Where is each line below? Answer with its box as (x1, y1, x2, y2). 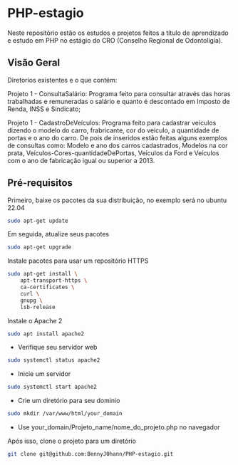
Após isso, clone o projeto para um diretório (7, 437, 137, 446)
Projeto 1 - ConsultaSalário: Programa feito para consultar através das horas (7, 89, 231, 98)
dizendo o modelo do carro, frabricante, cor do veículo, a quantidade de (7, 126, 219, 135)
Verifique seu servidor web (17, 343, 98, 352)
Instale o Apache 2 (7, 316, 63, 325)
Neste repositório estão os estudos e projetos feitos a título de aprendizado (7, 28, 229, 37)
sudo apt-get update (7, 217, 69, 224)
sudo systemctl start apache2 (7, 383, 98, 391)
